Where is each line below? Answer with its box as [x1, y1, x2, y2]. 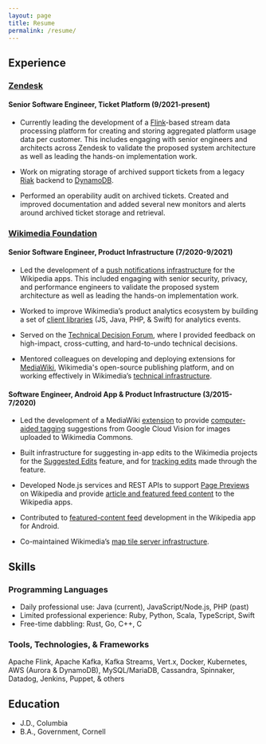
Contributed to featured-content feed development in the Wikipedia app [19, 512, 256, 523]
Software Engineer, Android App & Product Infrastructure [8, 389, 201, 399]
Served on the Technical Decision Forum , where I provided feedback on [19, 330, 256, 340]
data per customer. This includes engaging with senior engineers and [19, 134, 248, 144]
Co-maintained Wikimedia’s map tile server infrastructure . [19, 536, 209, 547]
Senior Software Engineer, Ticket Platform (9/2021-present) [8, 100, 211, 109]
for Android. [19, 521, 60, 531]
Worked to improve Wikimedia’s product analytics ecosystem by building [19, 307, 259, 316]
